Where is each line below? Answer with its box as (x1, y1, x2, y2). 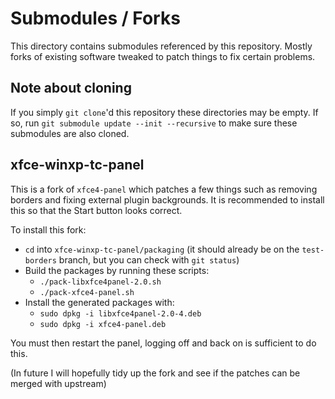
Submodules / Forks (10, 7, 181, 30)
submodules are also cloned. (10, 127, 130, 139)
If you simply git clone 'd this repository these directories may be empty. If (10, 106, 319, 118)
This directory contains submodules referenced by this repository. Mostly (10, 40, 313, 52)
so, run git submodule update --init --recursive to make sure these (10, 117, 298, 129)
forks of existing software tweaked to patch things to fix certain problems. (10, 50, 316, 62)
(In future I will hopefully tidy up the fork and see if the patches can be (10, 367, 301, 379)
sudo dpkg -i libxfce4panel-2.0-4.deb (39, 308, 202, 319)
